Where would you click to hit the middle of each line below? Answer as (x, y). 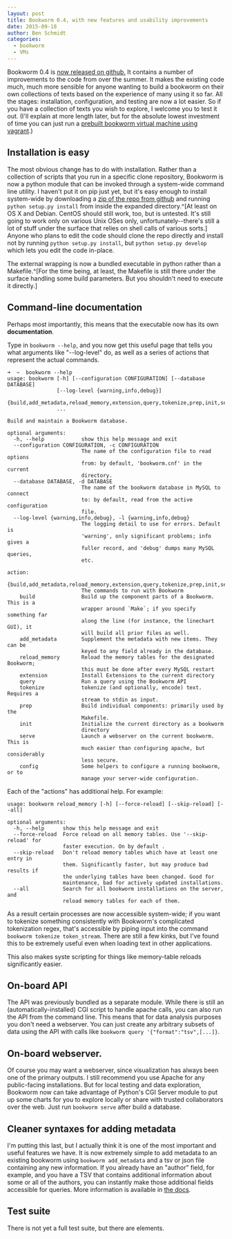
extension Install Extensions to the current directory (117, 675)
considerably (26, 754)
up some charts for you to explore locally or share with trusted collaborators (115, 1100)
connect (18, 493)
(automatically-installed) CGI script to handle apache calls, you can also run (115, 1010)
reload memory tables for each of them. (122, 901)
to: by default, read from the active (137, 499)
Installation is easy (48, 153)
